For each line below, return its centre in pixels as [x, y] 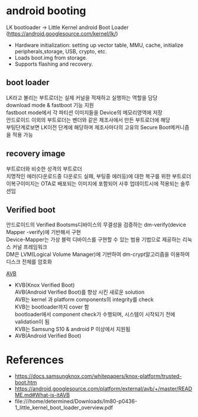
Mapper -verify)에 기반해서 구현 [44, 232]
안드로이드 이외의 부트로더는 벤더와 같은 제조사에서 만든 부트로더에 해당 [88, 120]
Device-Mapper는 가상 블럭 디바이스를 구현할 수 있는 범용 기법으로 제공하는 [94, 240]
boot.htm [26, 383]
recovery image [36, 154]
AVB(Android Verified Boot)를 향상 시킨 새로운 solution [79, 292]
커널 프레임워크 [30, 247]
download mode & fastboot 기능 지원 [50, 105]
